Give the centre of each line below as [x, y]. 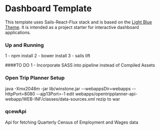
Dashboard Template [48, 9]
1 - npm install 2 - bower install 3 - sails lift [48, 56]
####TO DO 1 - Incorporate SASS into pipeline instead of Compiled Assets [80, 65]
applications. [18, 32]
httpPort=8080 [20, 94]
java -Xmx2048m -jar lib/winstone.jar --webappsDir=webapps [68, 88]
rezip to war [108, 99]
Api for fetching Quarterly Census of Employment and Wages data [72, 122]
